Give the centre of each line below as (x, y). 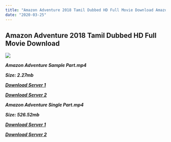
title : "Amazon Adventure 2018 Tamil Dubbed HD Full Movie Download (79, 10)
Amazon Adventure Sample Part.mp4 (46, 65)
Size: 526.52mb (22, 115)
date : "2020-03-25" (26, 15)
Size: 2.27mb (20, 75)
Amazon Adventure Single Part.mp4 (45, 105)
